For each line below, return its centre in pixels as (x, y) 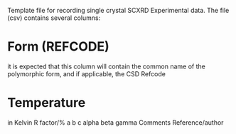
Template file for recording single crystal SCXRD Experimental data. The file (118, 10)
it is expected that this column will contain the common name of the (107, 66)
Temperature (47, 103)
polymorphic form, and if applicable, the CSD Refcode (86, 73)
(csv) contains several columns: (54, 18)
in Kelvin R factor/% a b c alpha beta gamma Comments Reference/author (116, 122)
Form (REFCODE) (59, 47)
